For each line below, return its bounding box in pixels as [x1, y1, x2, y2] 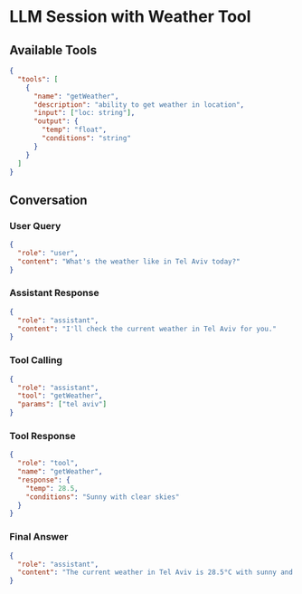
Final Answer [9, 531, 69, 543]
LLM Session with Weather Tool [9, 6, 251, 27]
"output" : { [33, 117, 79, 126]
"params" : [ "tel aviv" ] [17, 400, 107, 409]
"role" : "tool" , [17, 459, 79, 468]
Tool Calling [9, 354, 63, 367]
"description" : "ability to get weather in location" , [33, 100, 245, 110]
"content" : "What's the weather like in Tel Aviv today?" [17, 256, 241, 266]
